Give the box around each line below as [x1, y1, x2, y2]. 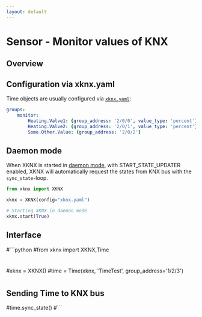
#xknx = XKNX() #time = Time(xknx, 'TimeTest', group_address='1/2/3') [6, 267, 184, 274]
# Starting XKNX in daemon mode [6, 208, 87, 214]
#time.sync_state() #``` [6, 304, 63, 312]
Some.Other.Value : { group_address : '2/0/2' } [28, 129, 141, 135]
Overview [6, 58, 44, 69]
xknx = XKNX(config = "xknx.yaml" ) [6, 197, 90, 203]
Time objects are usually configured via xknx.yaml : [6, 95, 131, 102]
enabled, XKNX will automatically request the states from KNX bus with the [6, 168, 192, 175]
